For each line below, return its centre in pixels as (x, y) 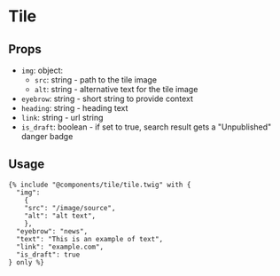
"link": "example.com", (60, 247)
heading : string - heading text (74, 108)
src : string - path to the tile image (95, 80)
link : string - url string (62, 118)
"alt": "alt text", (60, 216)
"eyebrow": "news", (52, 231)
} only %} (27, 262)
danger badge (47, 136)
